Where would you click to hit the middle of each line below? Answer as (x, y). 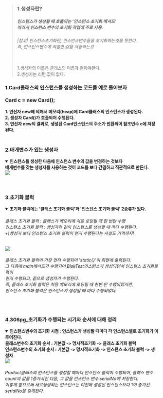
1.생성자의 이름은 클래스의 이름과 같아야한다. (59, 68)
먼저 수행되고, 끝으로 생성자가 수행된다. (42, 279)
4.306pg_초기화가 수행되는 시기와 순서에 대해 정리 (61, 319)
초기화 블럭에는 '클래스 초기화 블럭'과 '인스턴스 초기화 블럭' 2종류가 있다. (78, 209)
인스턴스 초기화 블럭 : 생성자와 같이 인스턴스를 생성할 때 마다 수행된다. (71, 227)
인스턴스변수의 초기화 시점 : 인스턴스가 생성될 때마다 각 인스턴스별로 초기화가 (81, 331)
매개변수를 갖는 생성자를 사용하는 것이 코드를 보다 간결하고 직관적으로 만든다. (77, 167)
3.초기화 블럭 (19, 198)
